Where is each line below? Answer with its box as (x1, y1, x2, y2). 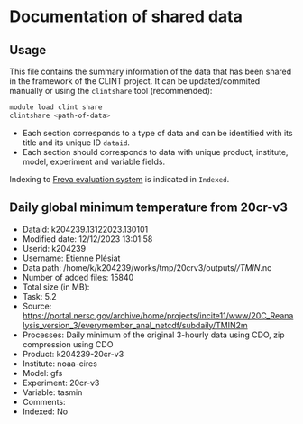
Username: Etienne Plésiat (22, 253, 121, 263)
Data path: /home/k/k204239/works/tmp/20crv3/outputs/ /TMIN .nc (22, 262, 272, 272)
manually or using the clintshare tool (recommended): (9, 86, 213, 96)
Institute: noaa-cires (22, 358, 97, 369)
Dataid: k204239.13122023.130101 (22, 224, 149, 235)
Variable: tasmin (22, 386, 83, 398)
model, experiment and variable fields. (22, 156, 165, 167)
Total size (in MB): (22, 281, 90, 292)
